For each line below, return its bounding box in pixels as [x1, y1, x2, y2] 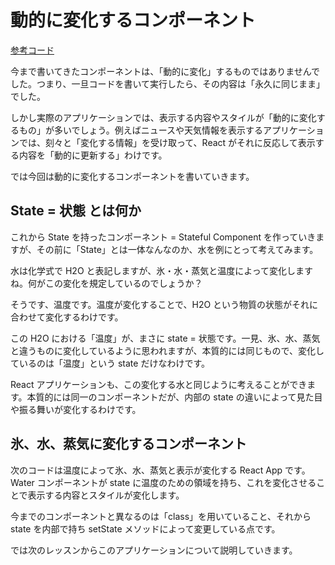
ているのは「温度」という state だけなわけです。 [10, 357, 210, 369]
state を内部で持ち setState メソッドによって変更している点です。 [10, 522, 281, 535]
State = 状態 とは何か [10, 202, 142, 220]
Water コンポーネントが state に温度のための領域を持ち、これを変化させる [10, 476, 317, 488]
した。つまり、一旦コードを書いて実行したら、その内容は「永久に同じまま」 [10, 77, 326, 90]
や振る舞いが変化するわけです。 [10, 403, 142, 415]
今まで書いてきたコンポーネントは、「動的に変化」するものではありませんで [10, 65, 321, 77]
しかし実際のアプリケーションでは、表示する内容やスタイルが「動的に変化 [10, 111, 317, 123]
